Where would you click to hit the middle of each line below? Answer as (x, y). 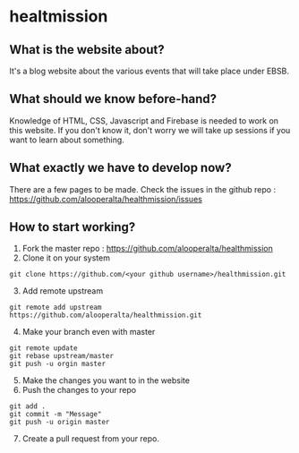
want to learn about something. (67, 140)
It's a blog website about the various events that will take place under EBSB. (149, 71)
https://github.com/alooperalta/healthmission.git (106, 315)
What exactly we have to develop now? (120, 168)
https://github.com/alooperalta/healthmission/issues (106, 199)
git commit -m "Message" (56, 415)
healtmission (59, 17)
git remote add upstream (56, 308)
